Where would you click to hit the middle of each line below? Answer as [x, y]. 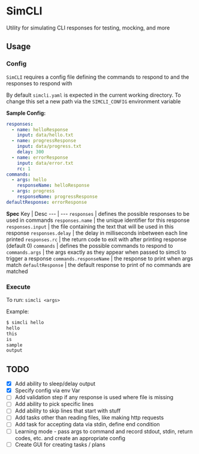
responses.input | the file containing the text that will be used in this [90, 226]
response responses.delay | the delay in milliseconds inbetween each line [97, 233]
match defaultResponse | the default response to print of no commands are [99, 265]
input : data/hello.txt [45, 135]
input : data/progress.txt [49, 146]
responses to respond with [39, 83]
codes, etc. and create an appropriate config [70, 438]
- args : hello [29, 180]
